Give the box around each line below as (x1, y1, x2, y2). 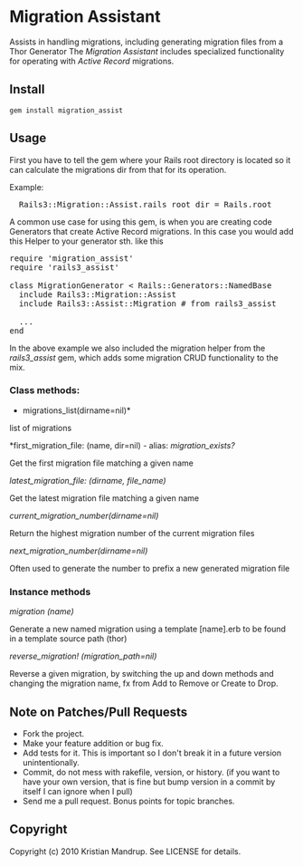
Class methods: (9, 384, 80, 397)
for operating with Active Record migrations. (9, 55, 175, 66)
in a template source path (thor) (9, 633, 128, 644)
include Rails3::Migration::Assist (18, 289, 177, 300)
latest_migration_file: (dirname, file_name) (9, 475, 166, 486)
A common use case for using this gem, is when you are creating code (9, 216, 273, 227)
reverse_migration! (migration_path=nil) (9, 650, 157, 662)
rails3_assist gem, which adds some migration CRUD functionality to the (9, 351, 279, 363)
